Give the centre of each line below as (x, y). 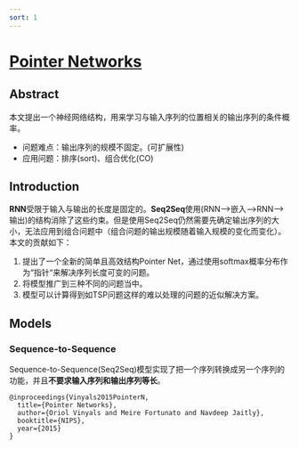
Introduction (44, 187)
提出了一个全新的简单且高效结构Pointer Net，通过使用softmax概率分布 (151, 261)
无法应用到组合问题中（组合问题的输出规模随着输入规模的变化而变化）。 (155, 232)
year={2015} (40, 429)
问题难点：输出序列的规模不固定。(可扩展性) (103, 147)
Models (30, 323)
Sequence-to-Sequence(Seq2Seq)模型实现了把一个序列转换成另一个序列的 (147, 370)
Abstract (34, 94)
